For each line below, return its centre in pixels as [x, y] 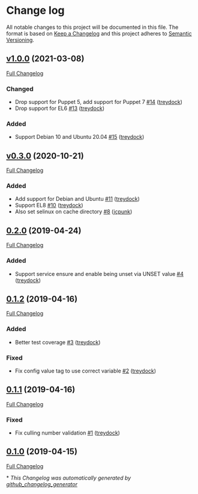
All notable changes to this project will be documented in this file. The [92, 27]
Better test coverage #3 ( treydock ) [58, 342]
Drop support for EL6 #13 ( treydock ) [60, 108]
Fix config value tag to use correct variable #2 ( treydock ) [85, 371]
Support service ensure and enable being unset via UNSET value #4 [99, 273]
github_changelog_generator [42, 484]
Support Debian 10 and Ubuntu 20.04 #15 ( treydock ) [79, 137]
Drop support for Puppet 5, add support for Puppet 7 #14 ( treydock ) [99, 102]
